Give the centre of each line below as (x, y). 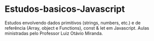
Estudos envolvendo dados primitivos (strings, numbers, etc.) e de (73, 23)
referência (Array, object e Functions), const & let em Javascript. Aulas (77, 28)
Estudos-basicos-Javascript (65, 9)
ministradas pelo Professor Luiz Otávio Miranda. (54, 33)
